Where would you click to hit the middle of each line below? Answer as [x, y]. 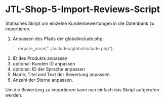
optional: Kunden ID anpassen [44, 63]
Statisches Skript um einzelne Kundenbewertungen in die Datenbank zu [80, 23]
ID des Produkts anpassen [40, 58]
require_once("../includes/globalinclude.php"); [66, 48]
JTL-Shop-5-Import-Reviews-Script [83, 9]
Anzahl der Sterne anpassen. [43, 80]
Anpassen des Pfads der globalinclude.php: [58, 39]
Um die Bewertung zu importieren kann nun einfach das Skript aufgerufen [82, 89]
